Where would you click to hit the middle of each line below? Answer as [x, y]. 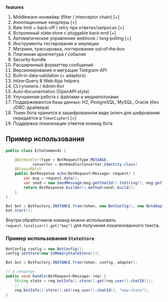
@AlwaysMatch [28, 169]
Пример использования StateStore [50, 238]
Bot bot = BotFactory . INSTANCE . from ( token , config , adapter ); [72, 262]
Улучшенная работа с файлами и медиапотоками [66, 97]
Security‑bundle [29, 59]
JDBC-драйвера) [31, 107]
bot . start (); [19, 211]
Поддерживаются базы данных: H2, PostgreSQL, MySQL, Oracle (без [86, 102]
